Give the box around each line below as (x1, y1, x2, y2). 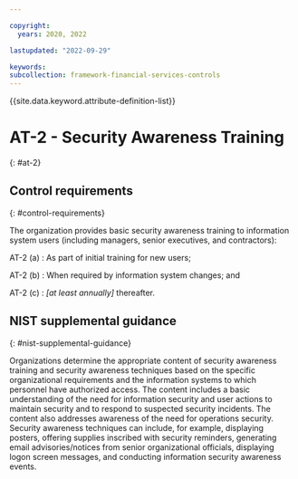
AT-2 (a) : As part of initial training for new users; (9, 252, 192, 263)
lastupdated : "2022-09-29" (9, 46, 111, 55)
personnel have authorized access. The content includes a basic (9, 384, 251, 395)
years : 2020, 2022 (17, 29, 88, 39)
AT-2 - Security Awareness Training (9, 128, 285, 148)
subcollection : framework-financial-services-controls (9, 71, 221, 80)
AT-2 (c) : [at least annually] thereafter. (9, 287, 156, 298)
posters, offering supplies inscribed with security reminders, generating (9, 432, 277, 443)
